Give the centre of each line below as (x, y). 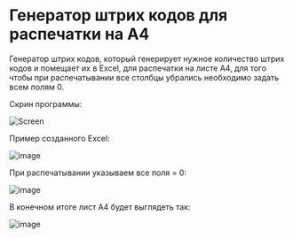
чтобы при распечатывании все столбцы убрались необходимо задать (144, 77)
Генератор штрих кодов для (119, 15)
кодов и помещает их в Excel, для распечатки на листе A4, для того (138, 68)
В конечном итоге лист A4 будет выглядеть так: (100, 207)
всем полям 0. (37, 87)
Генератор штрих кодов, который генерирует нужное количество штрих (147, 58)
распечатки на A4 (79, 34)
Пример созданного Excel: (59, 138)
